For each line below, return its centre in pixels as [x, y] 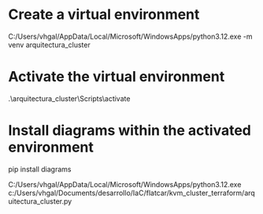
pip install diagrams [40, 169]
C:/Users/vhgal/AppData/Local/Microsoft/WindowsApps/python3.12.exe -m [130, 36]
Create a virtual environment [104, 15]
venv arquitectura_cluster [49, 44]
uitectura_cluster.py [40, 201]
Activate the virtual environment [117, 77]
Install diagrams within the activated [130, 131]
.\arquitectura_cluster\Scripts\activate [69, 98]
